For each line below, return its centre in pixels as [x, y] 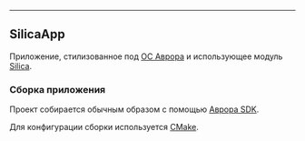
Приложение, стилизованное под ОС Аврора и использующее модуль [146, 56]
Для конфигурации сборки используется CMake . [104, 127]
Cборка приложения [58, 89]
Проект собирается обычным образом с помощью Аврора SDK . [134, 109]
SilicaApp [37, 34]
